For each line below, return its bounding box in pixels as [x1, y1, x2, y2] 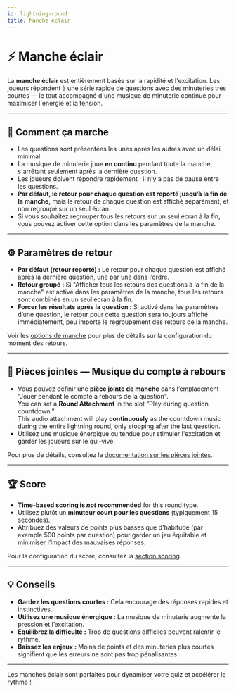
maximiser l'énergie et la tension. [7, 99, 103, 108]
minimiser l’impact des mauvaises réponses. [17, 538, 146, 547]
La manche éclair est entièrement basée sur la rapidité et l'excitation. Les [7, 77, 221, 85]
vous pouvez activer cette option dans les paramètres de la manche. [17, 220, 216, 228]
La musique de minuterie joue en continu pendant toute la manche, [17, 160, 213, 168]
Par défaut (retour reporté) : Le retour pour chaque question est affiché [17, 266, 226, 274]
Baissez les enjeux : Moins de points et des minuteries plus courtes [17, 642, 214, 651]
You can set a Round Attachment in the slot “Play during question [17, 399, 209, 408]
